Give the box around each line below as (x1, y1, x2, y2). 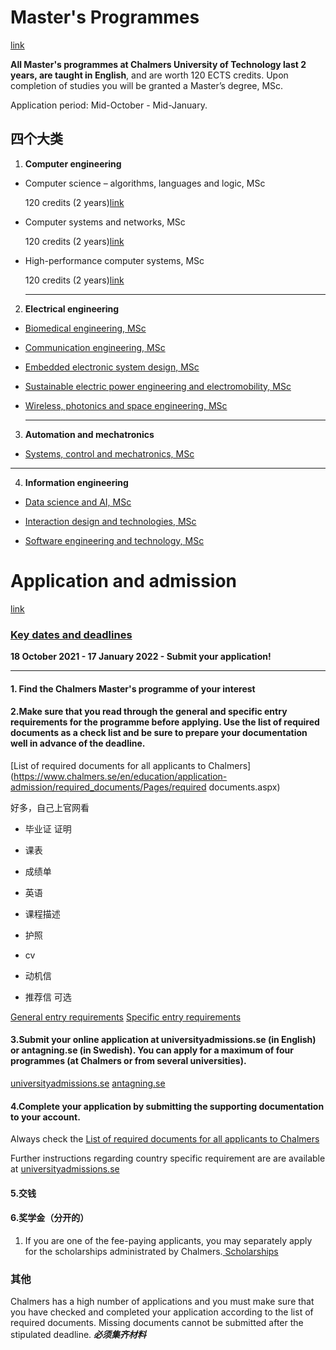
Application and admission (10, 569, 238, 592)
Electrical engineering (24, 302, 120, 315)
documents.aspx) (208, 781, 281, 793)
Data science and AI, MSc (24, 496, 132, 508)
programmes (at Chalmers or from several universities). (10, 1055, 247, 1067)
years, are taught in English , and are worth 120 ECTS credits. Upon (10, 69, 289, 81)
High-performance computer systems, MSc (24, 254, 205, 266)
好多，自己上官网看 (10, 801, 90, 813)
